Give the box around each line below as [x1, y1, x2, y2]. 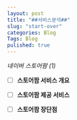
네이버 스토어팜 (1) [7, 62, 56, 69]
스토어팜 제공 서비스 [16, 91, 70, 99]
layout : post [7, 10, 44, 17]
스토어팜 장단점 [16, 106, 58, 114]
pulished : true [7, 42, 50, 49]
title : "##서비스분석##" [7, 16, 70, 23]
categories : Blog [7, 29, 57, 36]
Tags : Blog [7, 36, 38, 43]
